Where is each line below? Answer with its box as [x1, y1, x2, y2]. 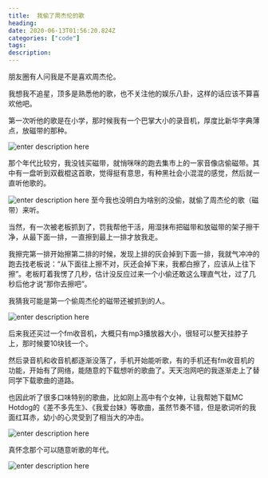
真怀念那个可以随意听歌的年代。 [8, 445, 113, 454]
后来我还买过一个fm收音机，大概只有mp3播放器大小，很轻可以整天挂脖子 [8, 329, 249, 338]
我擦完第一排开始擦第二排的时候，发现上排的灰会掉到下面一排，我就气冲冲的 [8, 249, 260, 258]
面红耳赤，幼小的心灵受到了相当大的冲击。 [8, 412, 148, 422]
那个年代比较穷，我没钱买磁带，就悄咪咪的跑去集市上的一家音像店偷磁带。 [8, 158, 253, 168]
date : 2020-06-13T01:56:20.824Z [8, 26, 116, 34]
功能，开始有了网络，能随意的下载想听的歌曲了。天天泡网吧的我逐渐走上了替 [8, 365, 260, 375]
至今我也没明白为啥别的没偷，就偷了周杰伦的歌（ [90, 195, 252, 205]
